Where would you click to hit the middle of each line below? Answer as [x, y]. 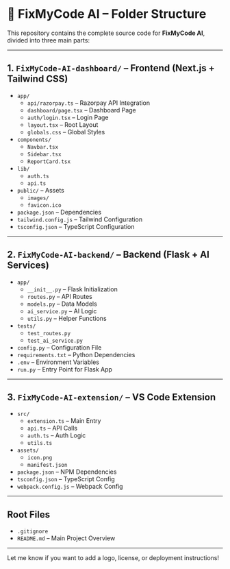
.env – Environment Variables [58, 362]
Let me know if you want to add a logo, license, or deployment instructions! [113, 558]
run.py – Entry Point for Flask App [65, 369]
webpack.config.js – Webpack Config [70, 487]
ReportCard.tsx [49, 161]
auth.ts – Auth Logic [56, 435]
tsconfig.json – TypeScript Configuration [76, 226]
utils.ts [40, 444]
